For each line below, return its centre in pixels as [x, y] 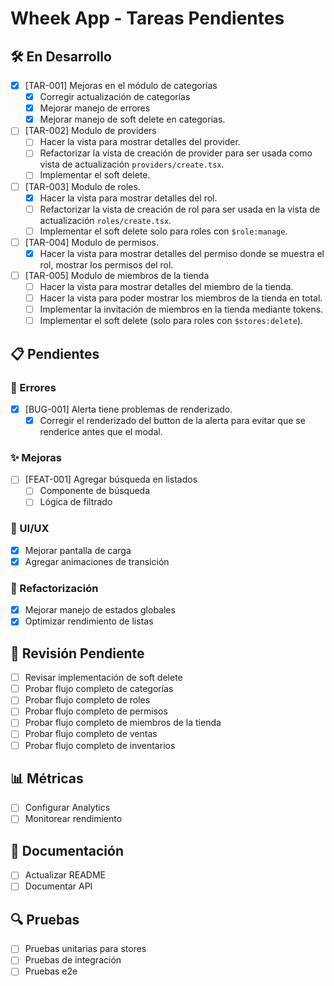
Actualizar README [65, 875]
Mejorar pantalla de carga [78, 550]
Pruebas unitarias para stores [85, 949]
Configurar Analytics [67, 808]
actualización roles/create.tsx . [105, 220]
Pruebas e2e [51, 971]
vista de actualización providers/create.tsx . [132, 164]
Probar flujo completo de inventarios [100, 745]
